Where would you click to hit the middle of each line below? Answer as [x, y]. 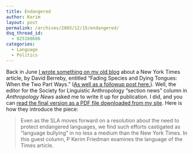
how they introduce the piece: [42, 109]
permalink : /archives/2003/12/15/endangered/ [62, 28]
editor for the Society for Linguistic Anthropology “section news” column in [97, 90]
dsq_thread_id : [25, 33]
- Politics [25, 55]
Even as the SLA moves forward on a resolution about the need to [100, 120]
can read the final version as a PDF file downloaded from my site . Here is [94, 102]
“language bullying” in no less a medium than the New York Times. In [104, 133]
